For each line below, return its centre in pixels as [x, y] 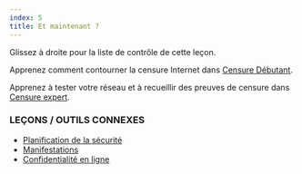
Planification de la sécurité [72, 140]
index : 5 [26, 18]
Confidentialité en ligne [66, 159]
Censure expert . [40, 97]
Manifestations [50, 150]
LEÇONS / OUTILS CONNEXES [77, 121]
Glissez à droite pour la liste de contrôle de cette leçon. [113, 52]
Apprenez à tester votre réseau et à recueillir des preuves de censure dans [150, 87]
